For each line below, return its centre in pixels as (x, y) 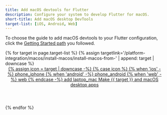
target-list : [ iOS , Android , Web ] (41, 24)
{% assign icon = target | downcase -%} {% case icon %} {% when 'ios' (83, 69)
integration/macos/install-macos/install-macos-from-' (61, 58)
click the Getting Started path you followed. (50, 43)
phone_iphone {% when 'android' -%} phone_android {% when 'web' (87, 74)
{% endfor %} (20, 107)
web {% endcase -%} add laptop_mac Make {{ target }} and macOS (88, 79)
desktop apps (85, 85)
